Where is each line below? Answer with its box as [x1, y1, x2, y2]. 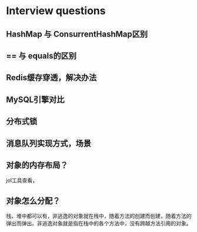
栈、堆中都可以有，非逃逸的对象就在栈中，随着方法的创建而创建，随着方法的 [6, 213, 192, 220]
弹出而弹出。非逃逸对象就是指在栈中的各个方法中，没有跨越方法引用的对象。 [6, 220, 192, 227]
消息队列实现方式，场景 [6, 138, 91, 148]
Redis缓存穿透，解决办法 [6, 72, 97, 83]
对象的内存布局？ [6, 160, 68, 170]
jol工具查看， [6, 177, 38, 184]
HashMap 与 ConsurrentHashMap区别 [6, 29, 148, 39]
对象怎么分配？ [6, 195, 61, 206]
